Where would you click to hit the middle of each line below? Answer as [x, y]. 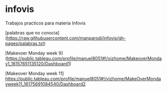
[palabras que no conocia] [32, 32]
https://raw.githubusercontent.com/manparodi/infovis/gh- [66, 38]
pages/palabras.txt [24, 43]
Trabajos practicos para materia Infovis [45, 23]
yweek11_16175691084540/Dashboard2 [45, 84]
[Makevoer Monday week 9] [34, 53]
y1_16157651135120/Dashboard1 [37, 63]
